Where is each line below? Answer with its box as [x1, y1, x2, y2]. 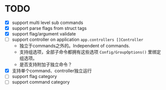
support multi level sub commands [11, 19, 83, 25]
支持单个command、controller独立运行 [11, 68, 92, 74]
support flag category [11, 73, 57, 79]
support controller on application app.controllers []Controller [11, 36, 143, 42]
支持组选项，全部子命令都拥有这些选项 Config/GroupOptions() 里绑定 [19, 49, 161, 55]
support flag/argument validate [11, 31, 76, 37]
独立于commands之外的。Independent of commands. [19, 43, 130, 49]
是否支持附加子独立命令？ [19, 61, 72, 67]
